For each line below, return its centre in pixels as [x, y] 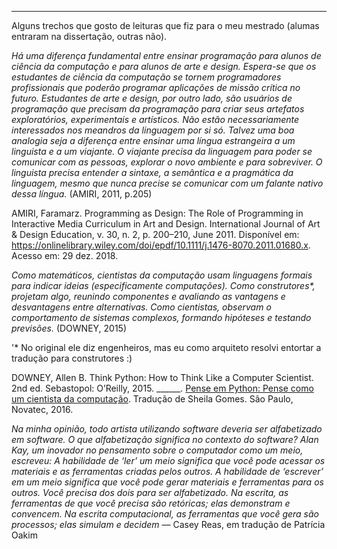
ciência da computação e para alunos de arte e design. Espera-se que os [164, 66]
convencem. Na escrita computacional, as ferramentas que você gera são [165, 514]
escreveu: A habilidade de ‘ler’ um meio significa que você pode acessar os [168, 460]
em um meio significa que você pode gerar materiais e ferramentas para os [167, 482]
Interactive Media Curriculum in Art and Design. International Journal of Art [166, 224]
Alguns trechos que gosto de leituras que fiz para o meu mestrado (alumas [165, 25]
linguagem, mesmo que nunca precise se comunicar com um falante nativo [167, 183]
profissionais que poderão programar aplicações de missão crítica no [156, 87]
